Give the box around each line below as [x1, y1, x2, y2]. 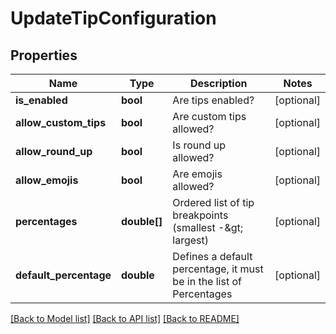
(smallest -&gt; [172, 221, 244, 234]
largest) [172, 233, 210, 247]
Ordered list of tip [172, 196, 255, 209]
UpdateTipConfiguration [10, 7, 217, 30]
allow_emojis [15, 173, 79, 187]
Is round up [172, 138, 226, 152]
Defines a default [172, 250, 253, 263]
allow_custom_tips [15, 116, 107, 129]
